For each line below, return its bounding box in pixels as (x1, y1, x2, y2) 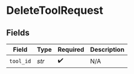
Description (90, 46, 125, 54)
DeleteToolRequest (6, 4, 104, 17)
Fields (6, 28, 30, 38)
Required (57, 46, 85, 54)
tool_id (9, 58, 31, 64)
